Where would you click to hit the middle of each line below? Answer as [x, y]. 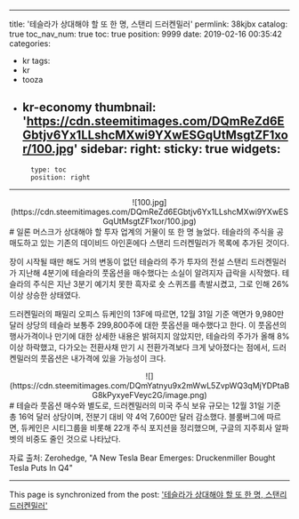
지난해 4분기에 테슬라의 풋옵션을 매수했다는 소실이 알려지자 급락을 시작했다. [149, 273]
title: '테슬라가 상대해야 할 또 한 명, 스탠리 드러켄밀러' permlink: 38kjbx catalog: [148, 24]
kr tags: [36, 60]
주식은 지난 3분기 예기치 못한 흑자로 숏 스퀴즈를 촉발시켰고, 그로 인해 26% [161, 283]
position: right [61, 177]
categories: [30, 44]
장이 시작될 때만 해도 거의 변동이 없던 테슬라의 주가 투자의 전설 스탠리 [129, 261]
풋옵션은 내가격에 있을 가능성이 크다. [103, 358]
